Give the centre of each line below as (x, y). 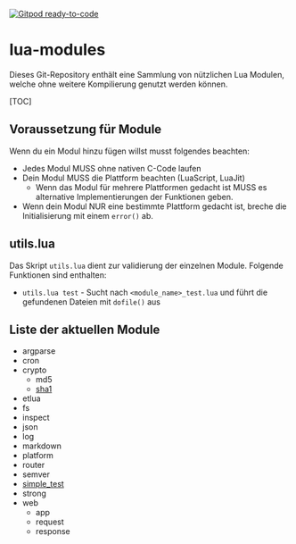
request (49, 522)
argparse (39, 351)
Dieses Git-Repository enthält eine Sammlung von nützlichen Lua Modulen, (147, 74)
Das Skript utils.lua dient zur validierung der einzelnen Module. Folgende (146, 265)
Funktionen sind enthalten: (58, 275)
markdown (42, 446)
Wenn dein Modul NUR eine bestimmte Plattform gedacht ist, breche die (154, 206)
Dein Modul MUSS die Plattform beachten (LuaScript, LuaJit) (133, 178)
